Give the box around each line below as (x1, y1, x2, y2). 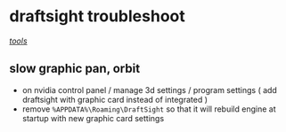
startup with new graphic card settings (21, 113, 165, 123)
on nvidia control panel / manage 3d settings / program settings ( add (21, 84, 278, 95)
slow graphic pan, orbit (9, 61, 141, 76)
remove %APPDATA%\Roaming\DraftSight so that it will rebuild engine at (21, 104, 276, 114)
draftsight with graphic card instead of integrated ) (21, 94, 208, 105)
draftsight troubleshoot (9, 6, 185, 27)
